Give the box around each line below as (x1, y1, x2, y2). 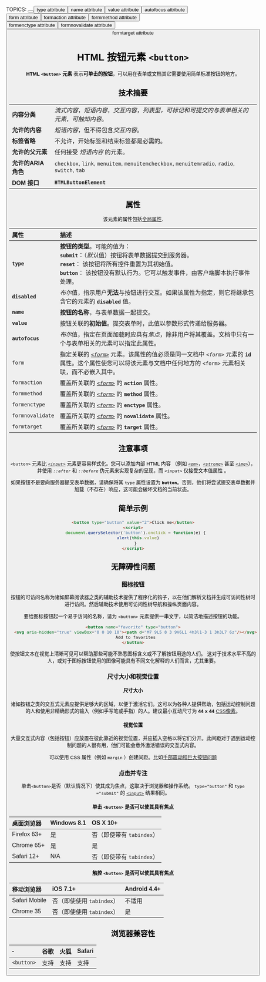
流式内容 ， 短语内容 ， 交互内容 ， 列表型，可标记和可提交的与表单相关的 (54, 106, 248, 114)
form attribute (9, 15, 38, 21)
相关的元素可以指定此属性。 (83, 340, 160, 347)
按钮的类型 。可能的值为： (59, 243, 131, 250)
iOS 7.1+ (52, 885, 76, 892)
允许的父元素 (12, 149, 48, 156)
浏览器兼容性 (110, 929, 156, 938)
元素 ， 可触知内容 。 (54, 115, 107, 123)
